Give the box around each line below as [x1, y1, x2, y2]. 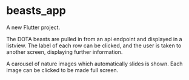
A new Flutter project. [6, 24, 61, 31]
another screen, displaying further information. [6, 48, 123, 55]
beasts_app [6, 4, 67, 18]
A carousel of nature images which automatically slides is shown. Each [6, 60, 183, 67]
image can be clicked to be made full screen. [6, 66, 119, 73]
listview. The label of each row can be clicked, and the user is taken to [6, 42, 182, 49]
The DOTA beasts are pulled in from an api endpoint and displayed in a [6, 35, 183, 42]
